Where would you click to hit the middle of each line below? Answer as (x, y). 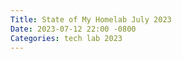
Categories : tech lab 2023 (66, 38)
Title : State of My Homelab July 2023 (91, 19)
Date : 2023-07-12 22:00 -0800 (73, 29)
